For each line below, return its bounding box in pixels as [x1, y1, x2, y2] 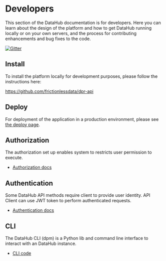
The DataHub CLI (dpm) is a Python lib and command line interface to [5, 235, 148, 241]
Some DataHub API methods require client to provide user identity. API [5, 192, 150, 198]
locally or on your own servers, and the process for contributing [5, 30, 136, 36]
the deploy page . [5, 121, 40, 127]
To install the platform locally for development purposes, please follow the [5, 73, 158, 79]
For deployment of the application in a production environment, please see [5, 116, 159, 122]
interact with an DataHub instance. [5, 240, 76, 246]
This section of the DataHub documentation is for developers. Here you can [5, 20, 161, 26]
